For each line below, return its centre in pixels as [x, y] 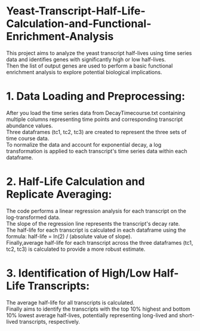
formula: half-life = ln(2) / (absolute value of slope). [69, 236]
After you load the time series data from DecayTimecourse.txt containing [96, 113]
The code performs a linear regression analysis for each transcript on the [96, 211]
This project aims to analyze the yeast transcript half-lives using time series [99, 53]
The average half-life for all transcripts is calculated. [70, 302]
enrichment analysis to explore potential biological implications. [84, 72]
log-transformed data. [33, 217]
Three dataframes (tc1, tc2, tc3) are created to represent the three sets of [96, 132]
